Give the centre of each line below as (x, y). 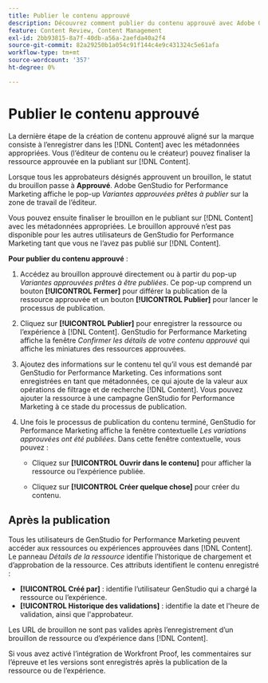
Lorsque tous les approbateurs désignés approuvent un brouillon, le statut (130, 177)
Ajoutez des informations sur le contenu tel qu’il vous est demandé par (136, 364)
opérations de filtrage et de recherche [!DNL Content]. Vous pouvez (131, 389)
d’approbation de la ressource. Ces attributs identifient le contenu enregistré (134, 565)
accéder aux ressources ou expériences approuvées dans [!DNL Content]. (130, 548)
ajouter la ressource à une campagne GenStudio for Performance (127, 398)
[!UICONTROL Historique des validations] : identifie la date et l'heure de (140, 606)
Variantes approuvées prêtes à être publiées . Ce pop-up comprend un (136, 282)
